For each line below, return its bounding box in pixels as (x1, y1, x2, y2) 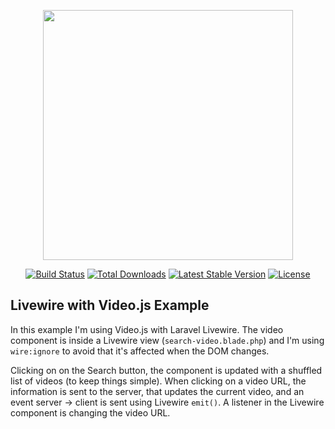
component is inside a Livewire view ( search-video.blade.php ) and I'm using (10, 334, 325, 346)
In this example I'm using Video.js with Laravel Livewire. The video (10, 323, 284, 335)
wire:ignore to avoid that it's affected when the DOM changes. (10, 345, 270, 357)
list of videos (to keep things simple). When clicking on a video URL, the (10, 375, 307, 387)
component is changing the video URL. (10, 406, 171, 419)
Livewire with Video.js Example (10, 297, 210, 314)
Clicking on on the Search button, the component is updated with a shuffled (10, 364, 323, 376)
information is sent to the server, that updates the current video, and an (10, 385, 305, 397)
